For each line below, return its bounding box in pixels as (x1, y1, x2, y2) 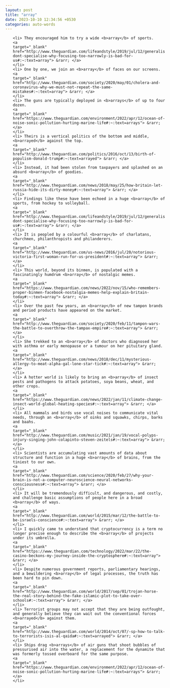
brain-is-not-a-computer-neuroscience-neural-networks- (12, 477, 133, 482)
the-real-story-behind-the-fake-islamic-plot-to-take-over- (12, 594, 143, 599)
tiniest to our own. (12, 460, 56, 465)
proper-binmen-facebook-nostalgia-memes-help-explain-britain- (12, 290, 150, 295)
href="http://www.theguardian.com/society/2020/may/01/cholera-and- (12, 80, 161, 86)
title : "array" (5, 12, 38, 17)
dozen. (12, 103, 27, 108)
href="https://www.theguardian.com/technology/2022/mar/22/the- (12, 549, 152, 554)
